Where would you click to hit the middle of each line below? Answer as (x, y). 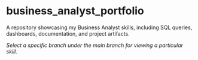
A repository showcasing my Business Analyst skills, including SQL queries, (99, 27)
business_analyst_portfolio (75, 11)
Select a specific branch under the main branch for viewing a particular (95, 45)
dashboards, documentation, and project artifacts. (68, 33)
